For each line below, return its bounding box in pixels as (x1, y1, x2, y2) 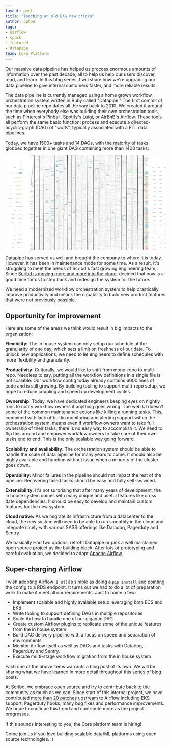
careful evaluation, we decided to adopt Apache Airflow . (5, 550, 123, 556)
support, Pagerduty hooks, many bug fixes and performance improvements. (5, 700, 164, 706)
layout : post (5, 8, 33, 13)
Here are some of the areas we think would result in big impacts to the (5, 325, 153, 331)
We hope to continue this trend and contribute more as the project (5, 705, 144, 711)
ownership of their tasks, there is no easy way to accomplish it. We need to (5, 425, 163, 431)
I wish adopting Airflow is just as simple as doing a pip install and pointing (5, 578, 165, 585)
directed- (131, 119, 151, 125)
